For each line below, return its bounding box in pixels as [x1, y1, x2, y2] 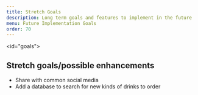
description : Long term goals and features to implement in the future [6, 15, 192, 21]
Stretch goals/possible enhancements [6, 60, 155, 71]
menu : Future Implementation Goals [6, 20, 97, 26]
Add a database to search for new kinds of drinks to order [15, 83, 161, 90]
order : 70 [6, 26, 32, 32]
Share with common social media [15, 77, 99, 84]
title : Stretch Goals [6, 9, 62, 15]
